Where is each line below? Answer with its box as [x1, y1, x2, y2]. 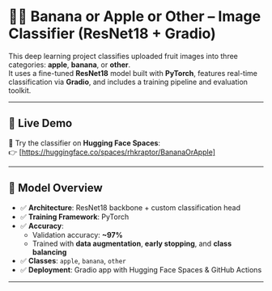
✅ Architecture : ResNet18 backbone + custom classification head [19, 202, 241, 213]
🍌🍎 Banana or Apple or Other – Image [8, 7, 261, 26]
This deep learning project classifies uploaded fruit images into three [8, 51, 239, 61]
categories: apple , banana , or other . [8, 60, 131, 70]
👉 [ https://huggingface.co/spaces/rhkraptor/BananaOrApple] [8, 147, 216, 157]
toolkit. [8, 85, 32, 95]
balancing [32, 247, 67, 257]
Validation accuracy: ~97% [32, 230, 123, 239]
